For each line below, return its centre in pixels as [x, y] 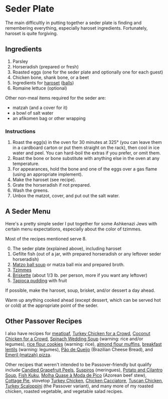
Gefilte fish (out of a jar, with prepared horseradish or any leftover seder [87, 254]
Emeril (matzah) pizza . [28, 355]
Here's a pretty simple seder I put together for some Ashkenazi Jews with [81, 223]
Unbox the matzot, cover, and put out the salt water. [66, 196]
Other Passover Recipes [44, 321]
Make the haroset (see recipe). [44, 180]
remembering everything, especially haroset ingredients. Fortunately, [76, 28]
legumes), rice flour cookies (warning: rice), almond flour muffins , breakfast [83, 344]
